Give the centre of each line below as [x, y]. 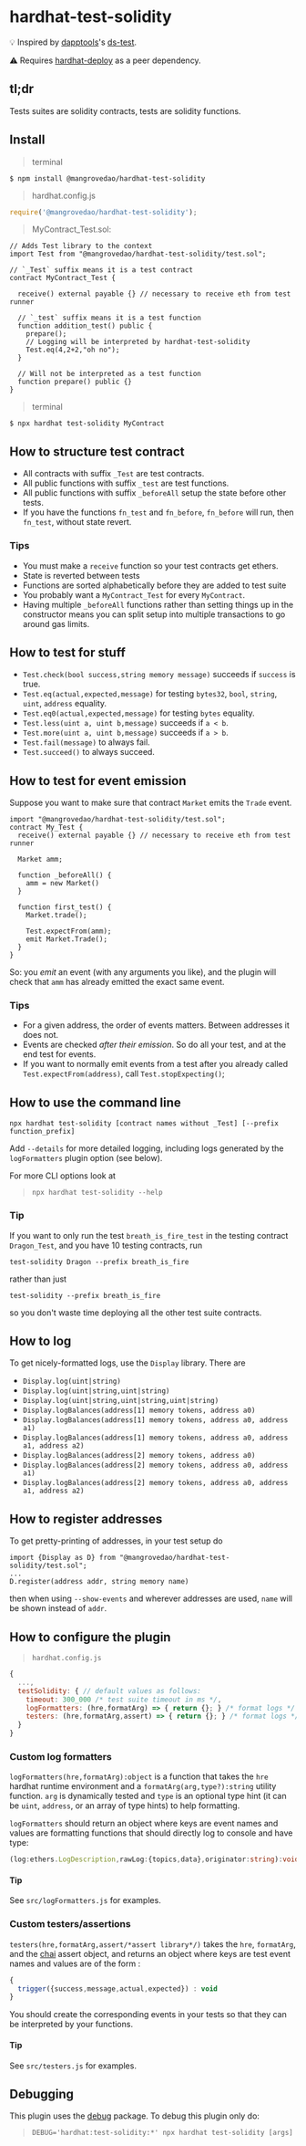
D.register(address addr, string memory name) [99, 1582]
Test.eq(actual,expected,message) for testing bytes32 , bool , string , [150, 694]
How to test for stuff [67, 652]
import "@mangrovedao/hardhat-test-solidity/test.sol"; [117, 820]
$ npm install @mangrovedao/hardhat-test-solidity [107, 178]
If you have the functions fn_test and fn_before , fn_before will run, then [158, 512]
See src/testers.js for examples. [73, 2066]
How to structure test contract [97, 451]
